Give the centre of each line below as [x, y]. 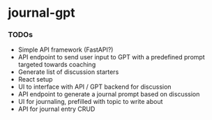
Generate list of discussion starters [68, 72]
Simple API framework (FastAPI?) [66, 50]
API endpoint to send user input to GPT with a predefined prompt [111, 57]
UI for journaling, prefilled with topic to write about [90, 102]
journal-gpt [41, 13]
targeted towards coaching [57, 65]
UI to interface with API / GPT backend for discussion [94, 87]
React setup [35, 80]
